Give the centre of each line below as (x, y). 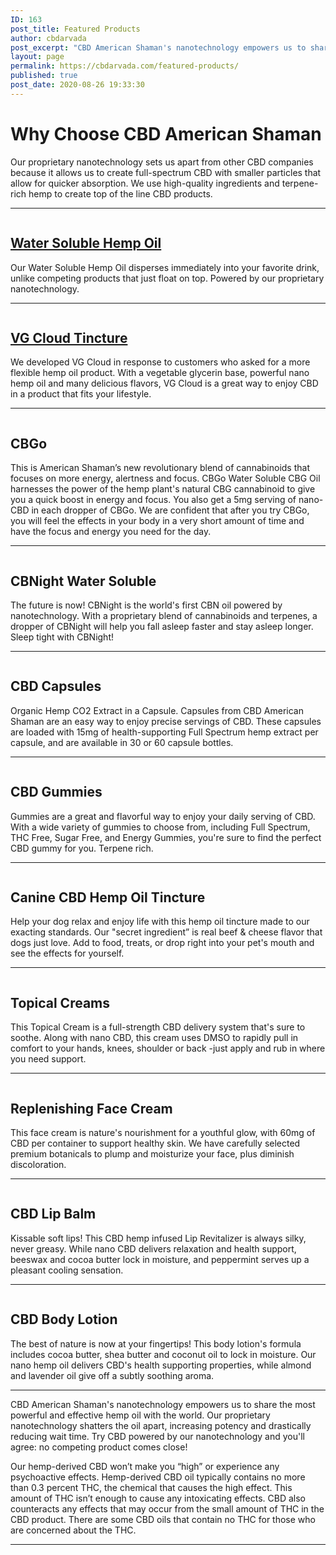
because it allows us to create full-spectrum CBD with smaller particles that (166, 172)
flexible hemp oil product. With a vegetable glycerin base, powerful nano (160, 373)
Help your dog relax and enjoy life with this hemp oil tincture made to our (160, 922)
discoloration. (38, 1164)
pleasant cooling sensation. (67, 1270)
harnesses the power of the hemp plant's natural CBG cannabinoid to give (163, 489)
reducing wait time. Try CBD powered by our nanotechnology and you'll (157, 1436)
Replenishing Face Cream (91, 1108)
